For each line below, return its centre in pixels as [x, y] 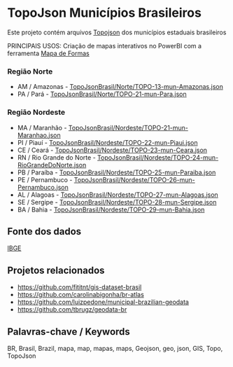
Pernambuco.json [43, 187]
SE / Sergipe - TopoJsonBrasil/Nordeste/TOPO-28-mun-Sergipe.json [117, 202]
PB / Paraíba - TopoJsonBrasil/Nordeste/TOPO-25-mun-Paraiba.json [116, 172]
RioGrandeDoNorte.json [52, 165]
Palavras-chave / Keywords [69, 332]
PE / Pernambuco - [45, 179]
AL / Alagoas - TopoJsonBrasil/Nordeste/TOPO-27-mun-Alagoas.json [118, 195]
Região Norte [30, 71]
